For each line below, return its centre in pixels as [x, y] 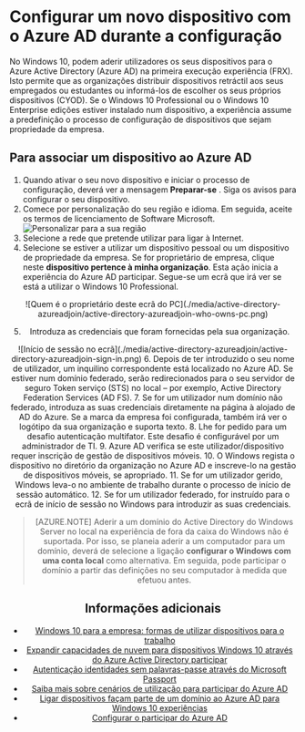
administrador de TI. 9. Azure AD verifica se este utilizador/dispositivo [153, 446]
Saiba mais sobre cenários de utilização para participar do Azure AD [160, 688]
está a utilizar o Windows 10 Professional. [101, 286]
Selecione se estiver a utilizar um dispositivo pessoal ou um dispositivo [156, 247]
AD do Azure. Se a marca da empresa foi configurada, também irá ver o [153, 417]
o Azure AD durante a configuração [146, 36]
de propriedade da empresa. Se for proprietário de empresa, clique [148, 257]
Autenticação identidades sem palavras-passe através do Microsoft [160, 669]
